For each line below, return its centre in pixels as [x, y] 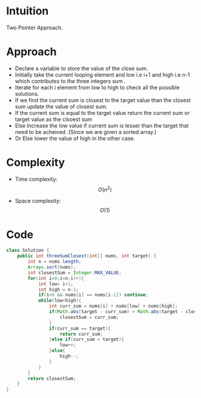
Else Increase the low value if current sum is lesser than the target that [102, 125]
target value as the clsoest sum [54, 119]
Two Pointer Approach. [34, 28]
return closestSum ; [52, 378]
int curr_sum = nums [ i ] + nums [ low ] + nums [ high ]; [113, 306]
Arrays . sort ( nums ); [52, 268]
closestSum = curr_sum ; [89, 317]
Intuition [28, 11]
